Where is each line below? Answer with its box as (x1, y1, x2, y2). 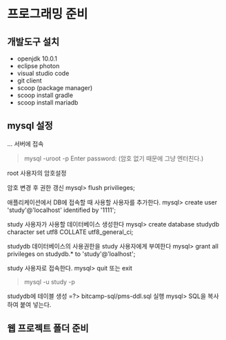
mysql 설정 (7, 120, 53, 131)
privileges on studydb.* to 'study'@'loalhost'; (7, 249, 136, 258)
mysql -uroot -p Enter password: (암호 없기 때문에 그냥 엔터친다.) (23, 154, 204, 162)
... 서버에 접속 (7, 139, 44, 148)
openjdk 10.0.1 (17, 54, 57, 63)
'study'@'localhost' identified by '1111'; (7, 206, 116, 214)
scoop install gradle (17, 91, 74, 99)
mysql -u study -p (23, 277, 76, 286)
